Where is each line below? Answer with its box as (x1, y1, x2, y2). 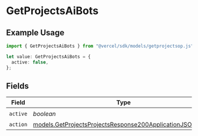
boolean (33, 110, 56, 118)
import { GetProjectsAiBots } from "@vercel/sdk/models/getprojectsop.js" (6, 43, 194, 49)
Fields (6, 81, 29, 91)
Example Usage (6, 28, 65, 38)
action (9, 121, 28, 128)
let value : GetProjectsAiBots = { (6, 54, 91, 59)
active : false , (11, 59, 49, 65)
